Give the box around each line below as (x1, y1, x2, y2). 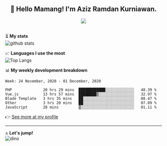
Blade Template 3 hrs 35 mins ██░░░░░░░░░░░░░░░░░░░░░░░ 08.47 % (5, 96, 157, 101)
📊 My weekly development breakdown (5, 67, 88, 73)
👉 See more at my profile (5, 114, 59, 120)
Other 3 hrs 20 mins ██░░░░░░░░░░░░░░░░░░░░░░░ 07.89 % (5, 100, 157, 105)
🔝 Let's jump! (5, 130, 33, 136)
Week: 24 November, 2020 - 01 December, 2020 (5, 78, 101, 83)
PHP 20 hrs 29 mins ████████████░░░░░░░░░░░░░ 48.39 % (5, 87, 157, 92)
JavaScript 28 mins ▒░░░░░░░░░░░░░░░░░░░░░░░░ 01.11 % (5, 105, 157, 110)
